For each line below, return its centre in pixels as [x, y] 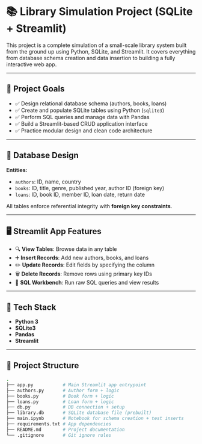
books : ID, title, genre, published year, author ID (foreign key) [90, 188]
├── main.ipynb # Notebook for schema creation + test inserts [95, 419]
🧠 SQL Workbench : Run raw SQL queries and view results [87, 283]
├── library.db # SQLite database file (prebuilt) [79, 413]
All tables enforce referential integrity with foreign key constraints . [89, 206]
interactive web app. [32, 64]
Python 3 [27, 322]
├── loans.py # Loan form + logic [60, 402]
